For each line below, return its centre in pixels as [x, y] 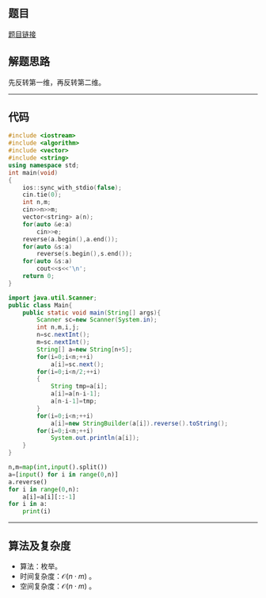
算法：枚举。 [40, 566]
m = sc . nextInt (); [63, 342]
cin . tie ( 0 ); [42, 195]
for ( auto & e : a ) [47, 224]
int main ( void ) [33, 172]
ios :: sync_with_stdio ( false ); [72, 187]
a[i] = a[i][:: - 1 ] [49, 497]
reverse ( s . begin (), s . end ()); [85, 254]
